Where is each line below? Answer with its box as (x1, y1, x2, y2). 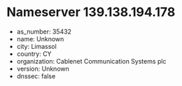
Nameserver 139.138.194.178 (6, 4, 176, 20)
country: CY (16, 50, 52, 58)
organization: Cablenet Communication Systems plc (16, 57, 167, 65)
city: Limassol (16, 42, 57, 50)
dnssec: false (16, 71, 56, 80)
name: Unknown (16, 34, 64, 43)
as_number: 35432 (16, 27, 71, 36)
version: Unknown (16, 64, 69, 73)
